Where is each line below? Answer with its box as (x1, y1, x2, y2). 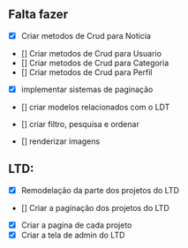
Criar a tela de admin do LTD (20, 229, 125, 240)
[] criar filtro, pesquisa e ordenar (20, 118, 140, 129)
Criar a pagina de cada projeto (20, 220, 132, 230)
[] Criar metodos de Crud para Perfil (20, 66, 153, 78)
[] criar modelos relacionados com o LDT (20, 101, 170, 112)
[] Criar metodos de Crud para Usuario (20, 48, 162, 58)
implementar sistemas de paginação (20, 84, 154, 94)
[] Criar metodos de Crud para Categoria (20, 57, 169, 68)
